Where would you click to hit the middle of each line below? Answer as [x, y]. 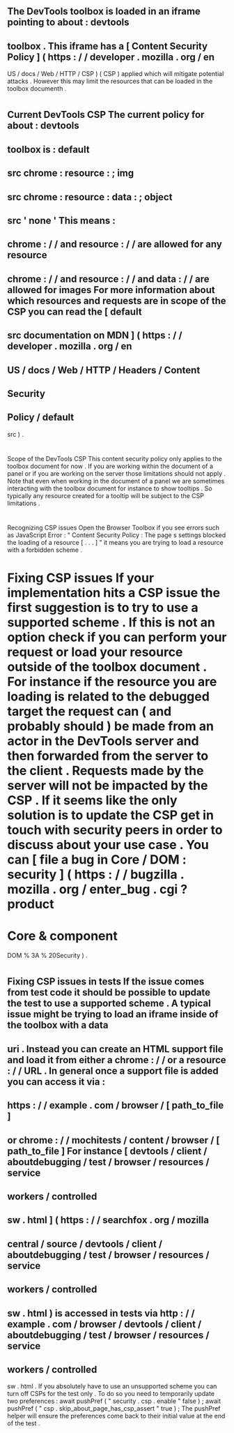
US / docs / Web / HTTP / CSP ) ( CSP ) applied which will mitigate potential [116, 74]
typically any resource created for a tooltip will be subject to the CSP [106, 495]
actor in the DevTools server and [103, 741]
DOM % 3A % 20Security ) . [48, 956]
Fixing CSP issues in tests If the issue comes [106, 982]
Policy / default [41, 418]
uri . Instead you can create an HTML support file [115, 1049]
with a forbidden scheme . [45, 550]
